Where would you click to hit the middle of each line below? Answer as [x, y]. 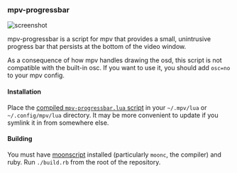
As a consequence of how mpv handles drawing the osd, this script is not [115, 60]
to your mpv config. [36, 75]
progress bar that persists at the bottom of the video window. [97, 47]
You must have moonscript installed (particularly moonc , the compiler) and [115, 155]
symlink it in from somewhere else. [58, 123]
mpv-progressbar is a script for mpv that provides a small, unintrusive [109, 39]
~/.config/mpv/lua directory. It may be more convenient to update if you [113, 115]
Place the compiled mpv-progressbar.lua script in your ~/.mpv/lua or [107, 107]
